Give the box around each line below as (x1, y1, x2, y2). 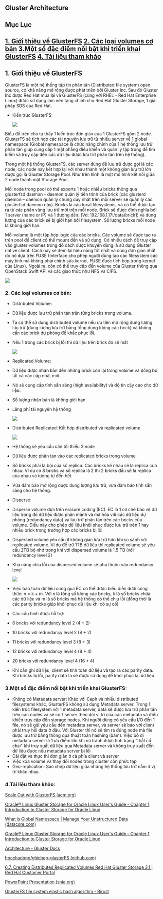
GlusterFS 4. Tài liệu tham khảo (5, 52, 101, 61)
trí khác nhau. (12, 769, 40, 774)
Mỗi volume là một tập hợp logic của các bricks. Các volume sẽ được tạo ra (5, 232, 156, 237)
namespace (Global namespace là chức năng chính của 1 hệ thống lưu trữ (5, 141, 153, 147)
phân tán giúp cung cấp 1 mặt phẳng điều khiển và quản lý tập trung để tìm (5, 146, 155, 152)
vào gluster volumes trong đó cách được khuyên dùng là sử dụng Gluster (5, 242, 151, 248)
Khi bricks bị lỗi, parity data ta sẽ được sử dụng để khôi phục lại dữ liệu (12, 673, 155, 679)
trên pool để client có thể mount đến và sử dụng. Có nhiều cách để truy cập (5, 237, 157, 243)
